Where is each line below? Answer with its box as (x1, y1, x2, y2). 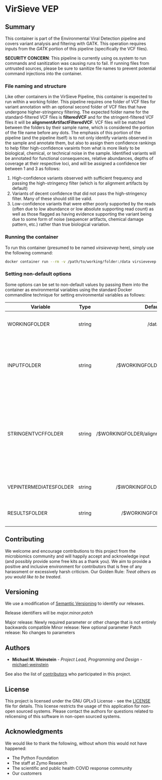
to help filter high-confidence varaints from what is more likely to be (5, 145, 140, 151)
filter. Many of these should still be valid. (12, 196, 93, 202)
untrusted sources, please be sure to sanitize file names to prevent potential (5, 65, 156, 71)
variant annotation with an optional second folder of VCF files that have (5, 104, 147, 110)
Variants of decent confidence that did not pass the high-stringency (12, 190, 147, 197)
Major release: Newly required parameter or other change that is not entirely (5, 619, 157, 625)
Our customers (12, 770, 42, 776)
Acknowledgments (5, 728, 64, 736)
